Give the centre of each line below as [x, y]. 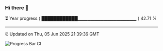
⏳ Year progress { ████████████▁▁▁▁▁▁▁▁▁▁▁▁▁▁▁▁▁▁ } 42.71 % [81, 18]
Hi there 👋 [17, 8]
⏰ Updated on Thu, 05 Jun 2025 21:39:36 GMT [52, 34]
